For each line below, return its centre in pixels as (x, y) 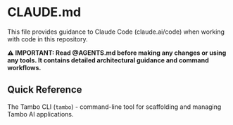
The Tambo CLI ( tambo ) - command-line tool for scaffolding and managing (114, 107)
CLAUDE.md (44, 12)
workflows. (24, 67)
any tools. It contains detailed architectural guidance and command (108, 60)
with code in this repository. (48, 39)
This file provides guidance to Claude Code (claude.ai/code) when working (116, 32)
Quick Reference (45, 90)
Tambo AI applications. (40, 114)
